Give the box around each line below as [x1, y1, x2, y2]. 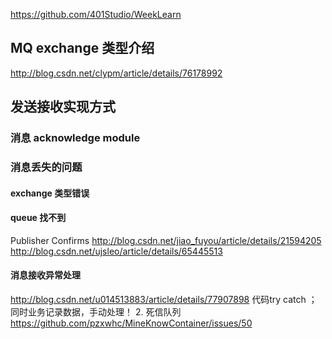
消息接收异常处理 [10, 269, 81, 281]
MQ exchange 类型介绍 [10, 40, 155, 57]
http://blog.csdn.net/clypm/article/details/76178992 [10, 67, 223, 79]
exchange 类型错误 [10, 187, 90, 199]
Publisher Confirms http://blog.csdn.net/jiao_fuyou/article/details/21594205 [10, 234, 322, 246]
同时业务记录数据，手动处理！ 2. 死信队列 [10, 306, 182, 318]
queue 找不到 [10, 212, 67, 224]
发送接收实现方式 [10, 99, 116, 116]
